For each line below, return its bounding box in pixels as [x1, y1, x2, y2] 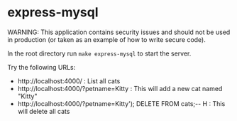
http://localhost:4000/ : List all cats [17, 76, 121, 85]
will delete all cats [17, 107, 70, 115]
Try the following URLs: [7, 63, 76, 71]
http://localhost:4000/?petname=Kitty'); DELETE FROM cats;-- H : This [17, 99, 226, 107]
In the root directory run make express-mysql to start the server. [7, 49, 192, 58]
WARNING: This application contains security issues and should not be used [7, 28, 231, 36]
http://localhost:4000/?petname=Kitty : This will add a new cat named [17, 84, 223, 93]
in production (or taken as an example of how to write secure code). [7, 35, 206, 43]
